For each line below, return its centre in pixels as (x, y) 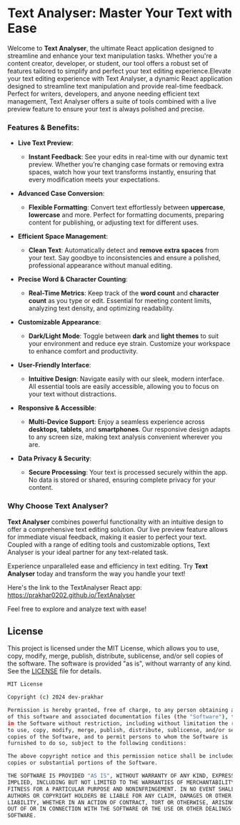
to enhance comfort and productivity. (83, 351)
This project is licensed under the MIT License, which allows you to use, (113, 648)
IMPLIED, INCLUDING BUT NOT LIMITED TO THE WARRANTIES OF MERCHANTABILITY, (122, 782)
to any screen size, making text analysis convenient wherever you (125, 437)
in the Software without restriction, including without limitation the (118, 723)
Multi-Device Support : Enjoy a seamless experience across (116, 422)
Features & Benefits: (44, 127)
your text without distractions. (72, 394)
